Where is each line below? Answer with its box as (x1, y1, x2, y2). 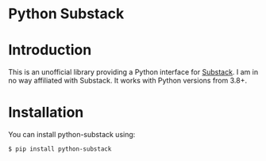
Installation (8, 104, 84, 121)
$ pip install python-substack (8, 145, 112, 153)
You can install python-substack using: (8, 130, 136, 140)
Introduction (8, 41, 92, 59)
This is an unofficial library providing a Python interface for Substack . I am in (8, 67, 259, 77)
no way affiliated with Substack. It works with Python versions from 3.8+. (8, 76, 248, 86)
